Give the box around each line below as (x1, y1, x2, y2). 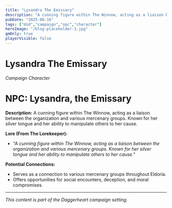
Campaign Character (5, 75, 50, 81)
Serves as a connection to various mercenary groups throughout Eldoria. (12, 171, 166, 177)
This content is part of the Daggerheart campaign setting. (5, 196, 128, 202)
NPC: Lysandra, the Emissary (5, 93, 132, 104)
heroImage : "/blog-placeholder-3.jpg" (5, 27, 88, 32)
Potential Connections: (5, 161, 55, 167)
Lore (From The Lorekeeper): (5, 130, 68, 136)
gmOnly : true (5, 31, 33, 36)
